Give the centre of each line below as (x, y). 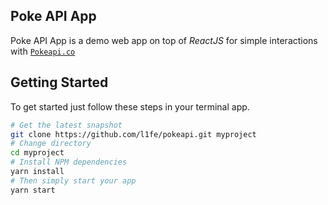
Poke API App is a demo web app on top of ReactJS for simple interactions (164, 40)
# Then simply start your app (73, 180)
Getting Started (59, 82)
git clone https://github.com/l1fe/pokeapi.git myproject (133, 134)
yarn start (33, 190)
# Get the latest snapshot (66, 125)
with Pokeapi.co (43, 51)
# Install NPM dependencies (69, 162)
